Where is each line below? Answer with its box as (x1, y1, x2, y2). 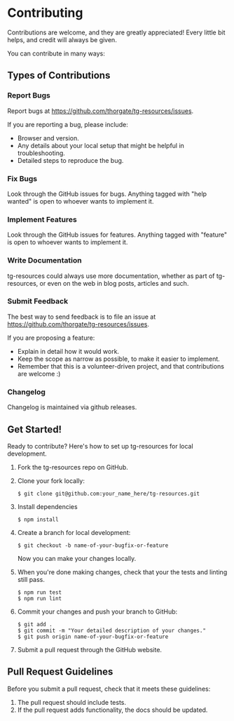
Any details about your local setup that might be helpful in (17, 141, 184, 150)
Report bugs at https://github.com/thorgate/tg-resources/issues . (7, 107, 194, 115)
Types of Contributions (7, 70, 111, 81)
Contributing (7, 5, 83, 21)
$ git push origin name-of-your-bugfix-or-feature (17, 633, 169, 640)
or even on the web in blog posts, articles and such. (39, 279, 189, 287)
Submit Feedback (7, 296, 69, 306)
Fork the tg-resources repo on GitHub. (17, 463, 128, 471)
